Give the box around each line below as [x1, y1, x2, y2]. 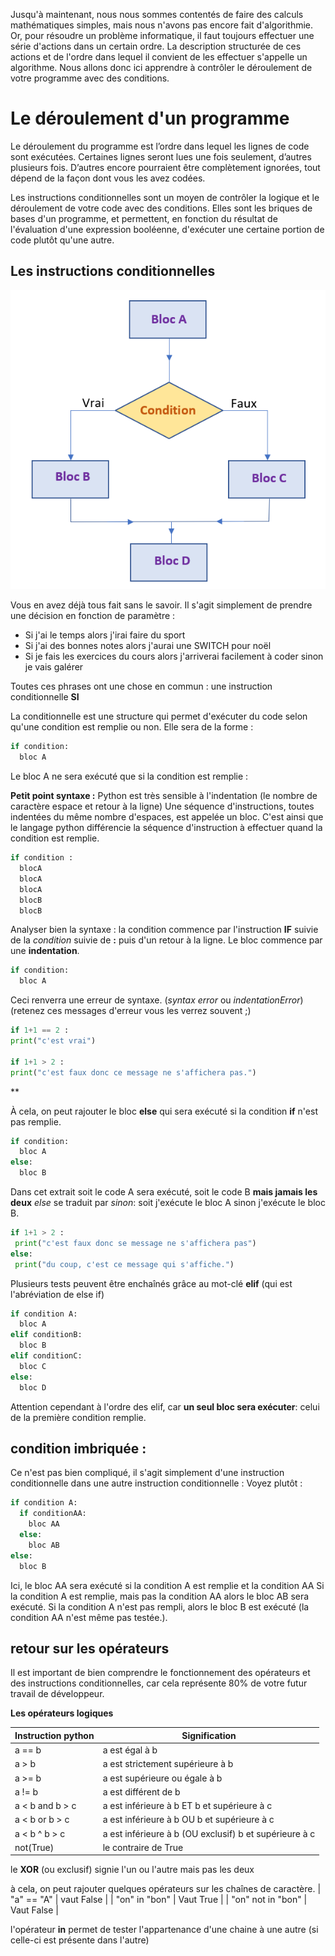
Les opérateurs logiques [10, 1707, 114, 1719]
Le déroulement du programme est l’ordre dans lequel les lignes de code [10, 140, 310, 152]
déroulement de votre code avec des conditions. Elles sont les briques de [10, 202, 313, 214]
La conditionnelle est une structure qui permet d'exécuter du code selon [10, 710, 308, 723]
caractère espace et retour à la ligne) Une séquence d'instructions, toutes [10, 800, 315, 813]
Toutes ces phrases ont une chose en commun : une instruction [10, 680, 273, 693]
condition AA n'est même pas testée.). [10, 1611, 168, 1623]
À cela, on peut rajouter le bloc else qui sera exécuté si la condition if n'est [10, 1105, 318, 1117]
